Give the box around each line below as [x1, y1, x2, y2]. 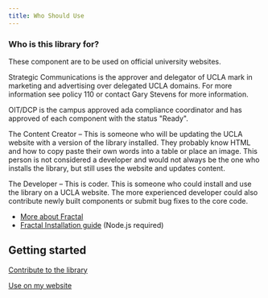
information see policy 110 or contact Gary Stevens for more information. [8, 89, 249, 99]
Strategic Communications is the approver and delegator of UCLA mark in [8, 72, 254, 81]
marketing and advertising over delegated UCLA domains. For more [8, 81, 233, 90]
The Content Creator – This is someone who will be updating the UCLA [8, 129, 243, 139]
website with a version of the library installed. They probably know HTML [8, 138, 251, 147]
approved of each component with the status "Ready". [8, 114, 189, 123]
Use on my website [8, 280, 72, 290]
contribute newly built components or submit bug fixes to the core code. [8, 196, 248, 205]
